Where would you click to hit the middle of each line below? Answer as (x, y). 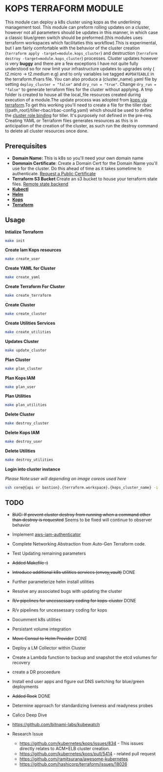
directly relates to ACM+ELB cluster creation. (65, 748)
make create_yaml (23, 277)
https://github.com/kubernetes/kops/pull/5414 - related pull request (88, 753)
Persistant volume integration (42, 629)
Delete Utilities (20, 451)
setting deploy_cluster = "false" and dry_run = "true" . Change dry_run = (81, 84)
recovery (21, 662)
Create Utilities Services (30, 323)
